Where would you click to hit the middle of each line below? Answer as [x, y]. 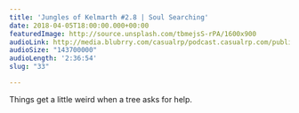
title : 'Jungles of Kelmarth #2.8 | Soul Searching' [109, 17]
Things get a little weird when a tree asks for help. [101, 99]
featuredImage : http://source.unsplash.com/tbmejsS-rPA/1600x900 [133, 34]
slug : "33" [29, 67]
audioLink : [29, 42]
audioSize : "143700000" [53, 50]
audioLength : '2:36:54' [53, 58]
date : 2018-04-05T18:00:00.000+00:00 [79, 26]
